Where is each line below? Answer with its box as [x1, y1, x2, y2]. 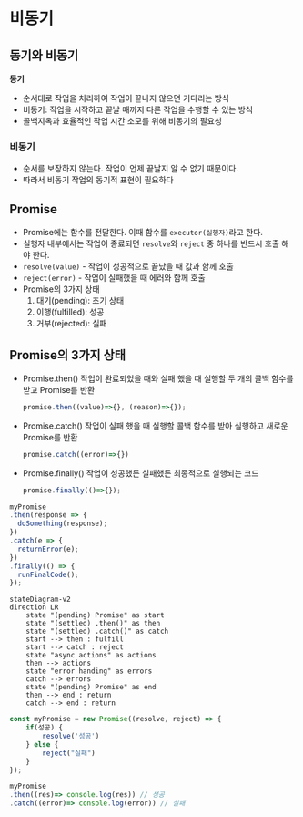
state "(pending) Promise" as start [25, 611, 166, 620]
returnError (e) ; [17, 544, 79, 553]
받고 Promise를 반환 [22, 384, 96, 395]
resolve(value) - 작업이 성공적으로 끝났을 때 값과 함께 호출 [22, 261, 234, 272]
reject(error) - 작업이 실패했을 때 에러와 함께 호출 [22, 273, 207, 284]
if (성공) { [25, 723, 64, 732]
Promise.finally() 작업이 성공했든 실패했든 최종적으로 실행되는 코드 [22, 467, 259, 479]
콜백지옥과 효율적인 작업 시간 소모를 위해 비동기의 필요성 [22, 116, 223, 126]
